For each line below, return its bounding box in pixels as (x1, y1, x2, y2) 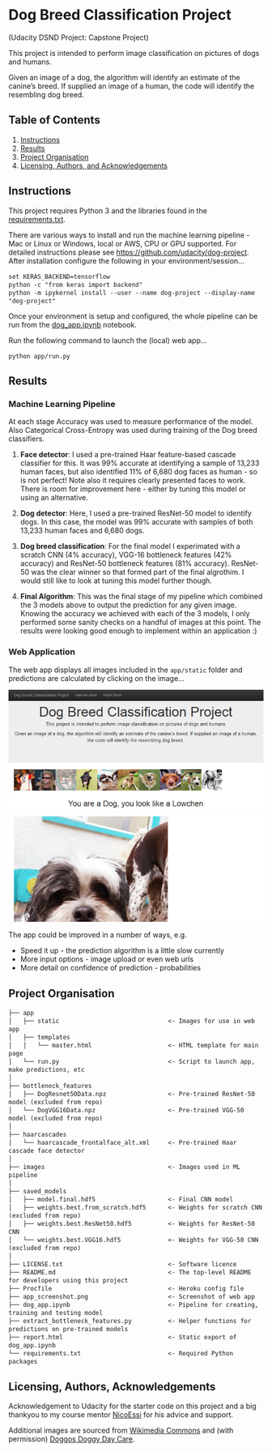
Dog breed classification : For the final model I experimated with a (19, 542, 240, 551)
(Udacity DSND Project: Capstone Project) (8, 32, 150, 42)
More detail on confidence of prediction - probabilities (19, 963, 201, 973)
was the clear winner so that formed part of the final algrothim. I (31, 568, 244, 577)
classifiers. (8, 434, 45, 443)
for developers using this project (8, 1277, 129, 1285)
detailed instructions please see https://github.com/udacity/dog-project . (8, 247, 249, 257)
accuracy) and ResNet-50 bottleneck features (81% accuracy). (19, 559, 230, 568)
